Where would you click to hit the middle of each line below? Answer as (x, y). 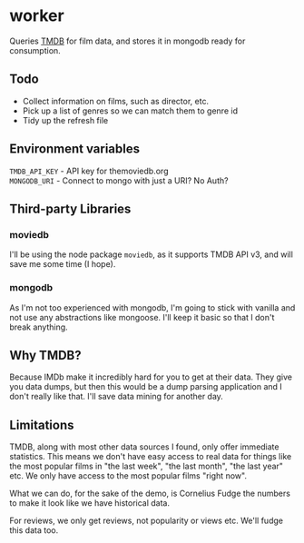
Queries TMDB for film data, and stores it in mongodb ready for (127, 41)
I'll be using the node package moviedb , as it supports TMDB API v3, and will (151, 254)
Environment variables (75, 149)
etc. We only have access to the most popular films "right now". (128, 476)
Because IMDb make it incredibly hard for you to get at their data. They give (151, 377)
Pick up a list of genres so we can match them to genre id (130, 111)
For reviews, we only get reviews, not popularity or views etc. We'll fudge (147, 521)
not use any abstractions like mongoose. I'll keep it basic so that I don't (142, 317)
